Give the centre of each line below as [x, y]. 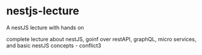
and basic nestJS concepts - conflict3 [54, 45]
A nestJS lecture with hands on [45, 27]
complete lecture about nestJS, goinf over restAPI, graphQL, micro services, [101, 39]
